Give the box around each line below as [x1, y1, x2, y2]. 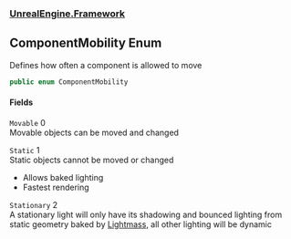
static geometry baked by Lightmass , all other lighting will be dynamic [9, 218, 272, 230]
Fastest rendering [22, 182, 89, 192]
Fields [9, 97, 34, 108]
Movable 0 [9, 117, 46, 128]
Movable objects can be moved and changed [9, 127, 180, 138]
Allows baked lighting [22, 171, 104, 182]
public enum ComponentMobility [9, 77, 129, 87]
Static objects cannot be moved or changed [9, 154, 174, 165]
